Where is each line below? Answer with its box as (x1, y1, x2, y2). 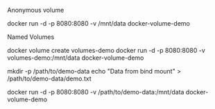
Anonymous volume (7, 6, 64, 14)
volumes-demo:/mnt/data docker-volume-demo (7, 53, 144, 62)
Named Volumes (7, 33, 55, 41)
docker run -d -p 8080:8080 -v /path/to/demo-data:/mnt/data (7, 88, 184, 96)
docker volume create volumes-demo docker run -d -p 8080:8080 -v (7, 47, 206, 54)
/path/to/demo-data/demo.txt (7, 74, 92, 83)
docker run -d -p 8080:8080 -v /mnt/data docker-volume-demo (7, 19, 191, 27)
